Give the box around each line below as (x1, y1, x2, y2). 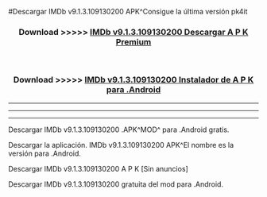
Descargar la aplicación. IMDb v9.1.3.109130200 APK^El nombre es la (8, 140, 234, 149)
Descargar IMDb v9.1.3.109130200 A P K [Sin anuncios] (8, 164, 188, 173)
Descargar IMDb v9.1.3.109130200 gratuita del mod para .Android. (8, 179, 224, 189)
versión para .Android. (8, 149, 82, 158)
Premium (115, 36, 152, 47)
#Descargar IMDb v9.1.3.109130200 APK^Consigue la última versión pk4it (8, 7, 248, 16)
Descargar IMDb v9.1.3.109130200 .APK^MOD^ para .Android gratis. (8, 125, 230, 134)
